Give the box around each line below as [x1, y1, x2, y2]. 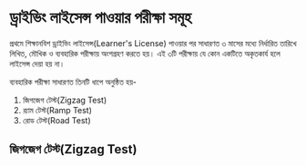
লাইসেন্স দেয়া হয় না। [9, 58, 66, 69]
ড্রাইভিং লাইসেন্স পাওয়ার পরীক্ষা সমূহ [9, 7, 192, 28]
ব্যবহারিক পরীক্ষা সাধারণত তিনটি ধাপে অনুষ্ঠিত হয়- [9, 76, 137, 87]
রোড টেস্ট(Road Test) [22, 114, 91, 125]
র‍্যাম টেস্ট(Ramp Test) [22, 104, 93, 115]
